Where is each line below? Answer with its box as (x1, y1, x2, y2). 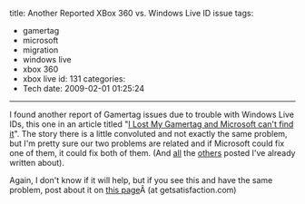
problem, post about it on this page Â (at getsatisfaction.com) (9, 185, 237, 195)
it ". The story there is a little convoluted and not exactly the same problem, (9, 129, 288, 139)
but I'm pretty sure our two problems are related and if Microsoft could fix (9, 138, 285, 149)
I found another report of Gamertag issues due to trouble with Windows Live (9, 109, 295, 120)
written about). (9, 158, 65, 168)
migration (22, 44, 59, 55)
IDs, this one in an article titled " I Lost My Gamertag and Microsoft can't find (9, 119, 294, 130)
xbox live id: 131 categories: (22, 73, 126, 84)
